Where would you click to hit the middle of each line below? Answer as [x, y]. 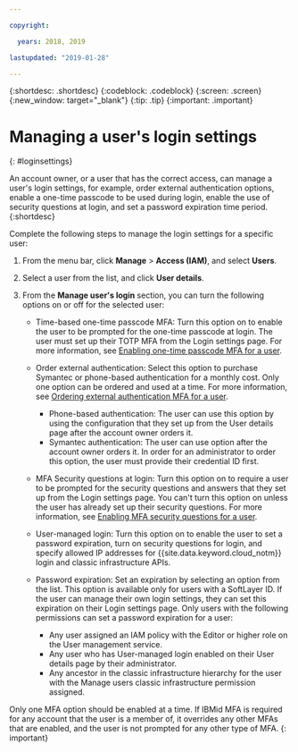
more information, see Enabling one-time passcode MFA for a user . [159, 351]
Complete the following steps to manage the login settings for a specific [141, 234]
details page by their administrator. [112, 663]
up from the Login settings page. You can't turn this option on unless [161, 498]
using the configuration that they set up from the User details [161, 423]
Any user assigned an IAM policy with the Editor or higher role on [168, 635]
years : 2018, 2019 [52, 41]
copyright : [29, 25]
